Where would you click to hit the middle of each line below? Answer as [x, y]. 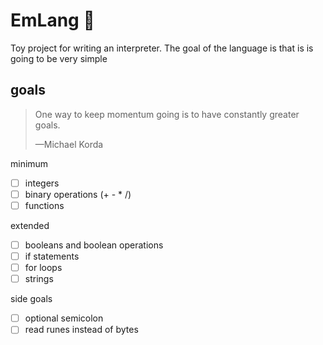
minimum [29, 163]
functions [44, 205]
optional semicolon [64, 318]
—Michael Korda [69, 144]
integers [42, 183]
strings [39, 279]
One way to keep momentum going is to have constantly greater [167, 114]
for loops [43, 268]
